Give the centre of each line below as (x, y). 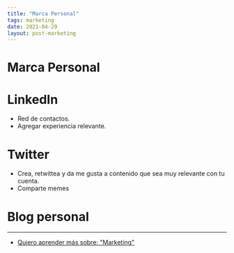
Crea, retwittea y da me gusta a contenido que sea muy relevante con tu (121, 174)
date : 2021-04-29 (32, 26)
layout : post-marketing (42, 33)
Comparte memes (43, 188)
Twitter (29, 154)
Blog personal (48, 216)
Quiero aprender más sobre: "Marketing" (76, 243)
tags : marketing (31, 20)
